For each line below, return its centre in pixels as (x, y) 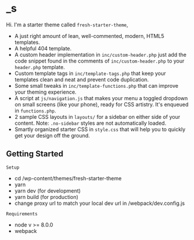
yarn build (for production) (46, 197)
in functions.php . (35, 111)
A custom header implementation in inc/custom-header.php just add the (101, 54)
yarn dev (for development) (47, 191)
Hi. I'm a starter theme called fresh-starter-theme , (67, 25)
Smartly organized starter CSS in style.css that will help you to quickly (100, 129)
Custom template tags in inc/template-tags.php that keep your (90, 73)
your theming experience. (46, 92)
